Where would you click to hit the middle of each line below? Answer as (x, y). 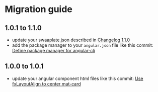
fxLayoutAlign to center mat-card (46, 83)
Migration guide (38, 9)
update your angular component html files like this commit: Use (77, 78)
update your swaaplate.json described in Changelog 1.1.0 (71, 40)
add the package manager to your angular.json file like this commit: (83, 45)
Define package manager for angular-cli (53, 51)
